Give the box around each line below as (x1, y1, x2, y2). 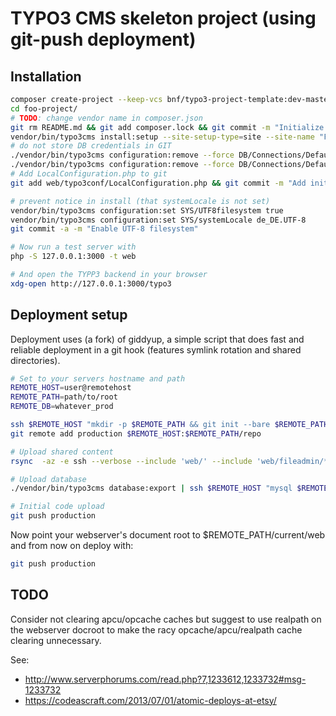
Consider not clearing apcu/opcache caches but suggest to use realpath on (10, 613, 322, 625)
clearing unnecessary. (10, 634, 102, 646)
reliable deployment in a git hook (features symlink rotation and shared (10, 343, 302, 356)
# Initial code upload (10, 502, 105, 512)
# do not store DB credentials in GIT (10, 141, 172, 151)
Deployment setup (10, 307, 128, 324)
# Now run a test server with (10, 242, 137, 252)
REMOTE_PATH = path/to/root (10, 392, 118, 402)
